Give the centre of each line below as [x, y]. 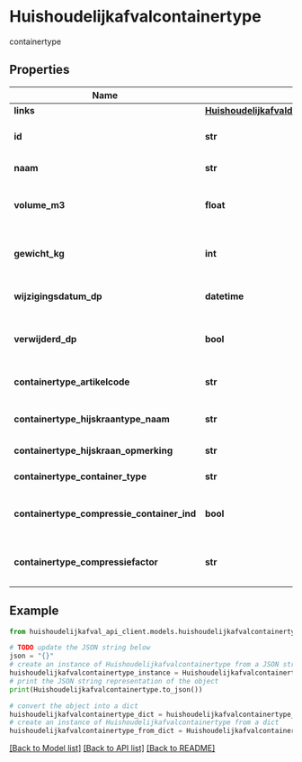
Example [34, 611]
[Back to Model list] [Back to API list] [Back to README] [112, 748]
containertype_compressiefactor [86, 562]
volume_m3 [40, 204]
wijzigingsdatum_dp [58, 296]
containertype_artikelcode [72, 382]
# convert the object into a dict [74, 706]
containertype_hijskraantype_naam [92, 419]
